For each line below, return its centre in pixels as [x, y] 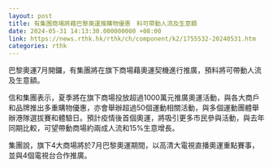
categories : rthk [38, 46]
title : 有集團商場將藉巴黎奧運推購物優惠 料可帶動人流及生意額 [103, 24]
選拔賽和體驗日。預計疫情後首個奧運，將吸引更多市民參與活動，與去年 [147, 118]
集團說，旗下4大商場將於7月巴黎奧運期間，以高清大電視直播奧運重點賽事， [134, 145]
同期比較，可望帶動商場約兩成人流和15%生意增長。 [94, 128]
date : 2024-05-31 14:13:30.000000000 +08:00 [85, 31]
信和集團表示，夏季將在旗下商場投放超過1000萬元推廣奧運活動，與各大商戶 [134, 97]
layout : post [30, 16]
